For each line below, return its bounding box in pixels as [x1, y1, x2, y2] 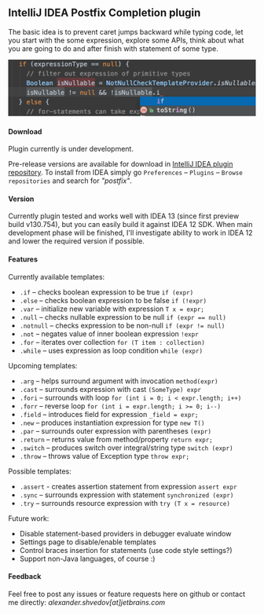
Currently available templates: [8, 272, 105, 281]
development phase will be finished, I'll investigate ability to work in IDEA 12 [8, 228, 253, 238]
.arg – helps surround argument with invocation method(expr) [19, 376, 218, 386]
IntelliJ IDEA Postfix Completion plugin [8, 6, 201, 20]
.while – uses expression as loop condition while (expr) [19, 346, 203, 355]
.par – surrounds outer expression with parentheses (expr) [19, 426, 212, 435]
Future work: [8, 514, 49, 523]
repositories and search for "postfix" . [8, 176, 132, 185]
